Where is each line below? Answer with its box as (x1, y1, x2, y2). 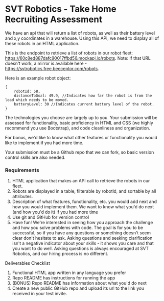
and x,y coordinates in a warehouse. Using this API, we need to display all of (5, 35, 159, 41)
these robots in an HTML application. (5, 40, 80, 46)
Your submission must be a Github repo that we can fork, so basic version (5, 149, 154, 155)
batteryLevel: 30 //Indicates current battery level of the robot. (14, 101, 154, 106)
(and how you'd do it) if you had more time (12, 209, 98, 215)
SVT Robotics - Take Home (5, 3, 117, 15)
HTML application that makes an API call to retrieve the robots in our (12, 178, 150, 184)
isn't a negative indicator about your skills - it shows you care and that (12, 240, 154, 246)
